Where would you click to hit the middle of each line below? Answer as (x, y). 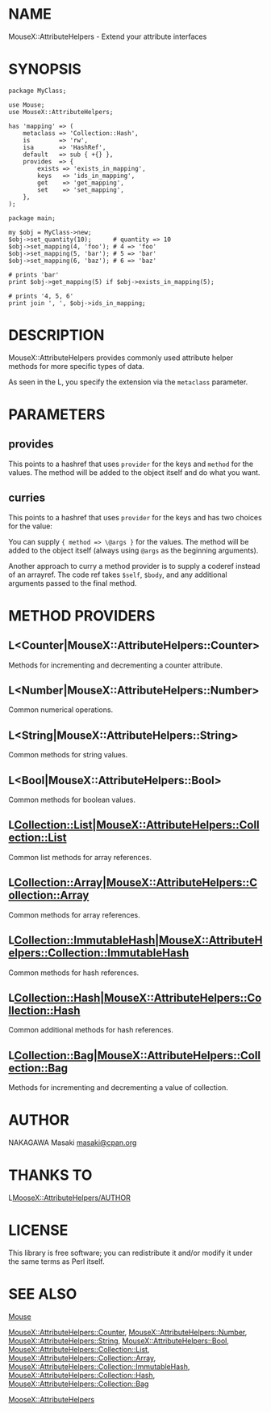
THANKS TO (50, 1175)
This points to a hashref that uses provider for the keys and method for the (131, 464)
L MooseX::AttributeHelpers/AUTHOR (69, 1198)
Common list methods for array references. (80, 857)
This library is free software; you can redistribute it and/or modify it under (131, 1253)
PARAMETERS (57, 414)
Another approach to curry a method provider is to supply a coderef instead (134, 566)
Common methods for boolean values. (72, 800)
